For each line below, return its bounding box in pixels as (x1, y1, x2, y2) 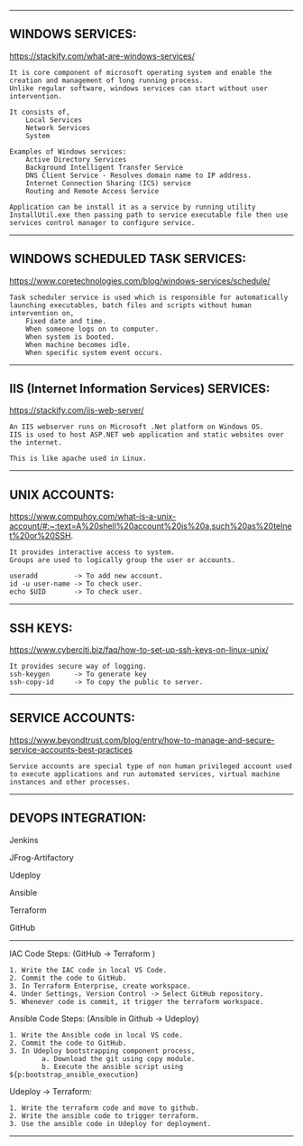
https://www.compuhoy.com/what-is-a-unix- (9, 512, 177, 522)
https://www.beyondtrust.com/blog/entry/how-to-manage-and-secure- (9, 734, 275, 746)
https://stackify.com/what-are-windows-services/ (9, 51, 196, 61)
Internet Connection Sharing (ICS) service (25, 178, 192, 188)
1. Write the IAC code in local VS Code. (9, 965, 168, 974)
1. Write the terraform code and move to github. (9, 1104, 200, 1113)
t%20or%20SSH (9, 531, 71, 541)
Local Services (25, 115, 83, 125)
